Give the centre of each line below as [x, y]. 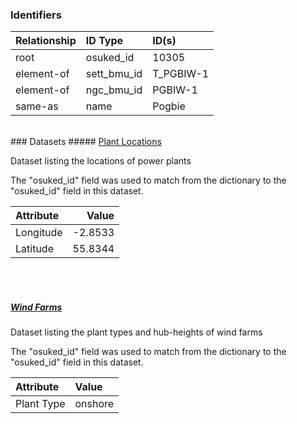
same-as [37, 106]
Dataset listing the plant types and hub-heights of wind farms [136, 332]
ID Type [104, 41]
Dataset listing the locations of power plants [101, 161]
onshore [94, 404]
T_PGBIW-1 [181, 74]
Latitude [34, 249]
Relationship [46, 41]
